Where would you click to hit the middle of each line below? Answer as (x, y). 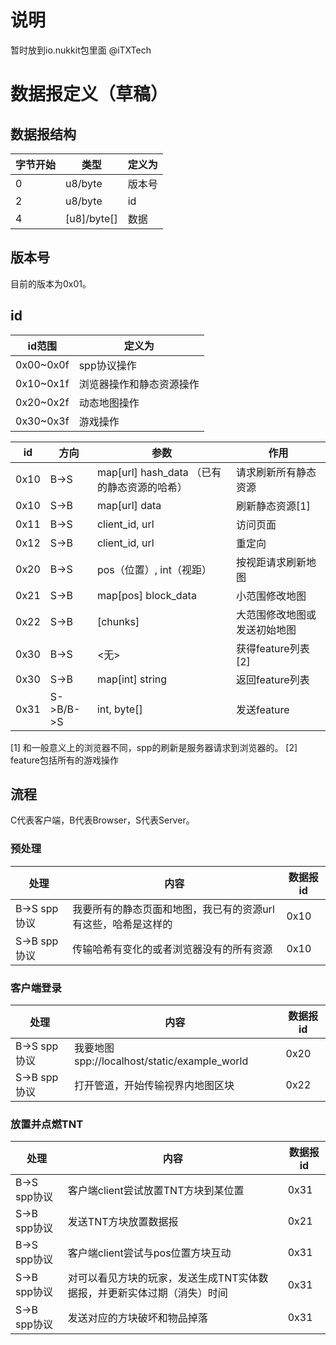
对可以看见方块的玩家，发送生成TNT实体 (163, 1278)
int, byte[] (119, 709)
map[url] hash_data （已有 (159, 472)
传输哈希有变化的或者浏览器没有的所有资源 (172, 949)
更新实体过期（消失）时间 (167, 1293)
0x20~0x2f (42, 402)
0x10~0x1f (42, 383)
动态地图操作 (109, 403)
